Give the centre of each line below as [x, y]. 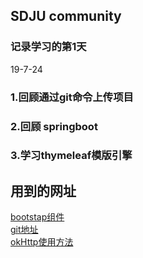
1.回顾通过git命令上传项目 [72, 97]
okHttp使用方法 [42, 242]
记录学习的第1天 [48, 47]
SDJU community [66, 16]
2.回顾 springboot [54, 126]
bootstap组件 [37, 217]
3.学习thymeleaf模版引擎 [71, 156]
